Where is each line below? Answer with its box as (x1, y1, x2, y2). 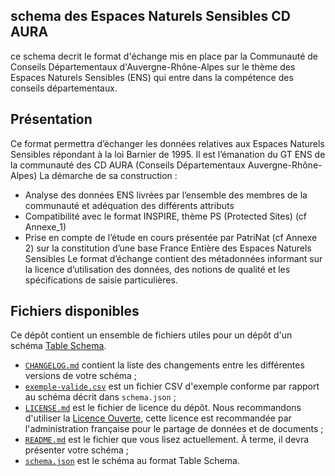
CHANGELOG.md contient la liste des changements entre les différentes (24, 359, 305, 371)
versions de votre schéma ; (24, 370, 138, 382)
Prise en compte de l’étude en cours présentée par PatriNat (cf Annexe (24, 231, 318, 243)
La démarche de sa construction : (39, 169, 178, 181)
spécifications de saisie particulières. (24, 274, 178, 286)
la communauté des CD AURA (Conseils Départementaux (10, 159, 246, 171)
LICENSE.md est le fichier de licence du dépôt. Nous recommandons (24, 402, 302, 414)
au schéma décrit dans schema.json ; (24, 391, 177, 403)
